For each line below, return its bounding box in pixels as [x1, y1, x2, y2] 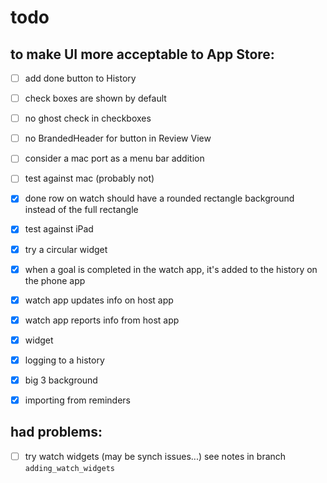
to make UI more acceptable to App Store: [10, 46, 275, 63]
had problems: [10, 424, 103, 441]
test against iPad [24, 223, 94, 235]
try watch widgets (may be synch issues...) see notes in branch [24, 450, 287, 462]
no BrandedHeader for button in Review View [24, 132, 212, 145]
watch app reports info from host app [24, 314, 180, 326]
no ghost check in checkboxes [24, 112, 152, 125]
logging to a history [24, 354, 105, 366]
